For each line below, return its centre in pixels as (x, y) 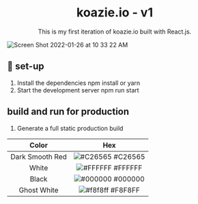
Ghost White (39, 190)
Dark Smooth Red (39, 157)
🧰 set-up (26, 66)
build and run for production (68, 112)
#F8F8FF (125, 190)
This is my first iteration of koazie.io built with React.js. (115, 31)
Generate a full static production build (70, 128)
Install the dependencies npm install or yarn (79, 83)
